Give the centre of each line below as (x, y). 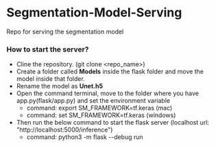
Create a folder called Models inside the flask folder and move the (110, 72)
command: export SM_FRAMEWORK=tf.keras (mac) (99, 108)
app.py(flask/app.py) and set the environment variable (93, 101)
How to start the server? (48, 49)
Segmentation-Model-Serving (94, 13)
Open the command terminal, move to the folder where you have (108, 93)
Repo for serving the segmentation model (65, 32)
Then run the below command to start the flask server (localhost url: (113, 123)
